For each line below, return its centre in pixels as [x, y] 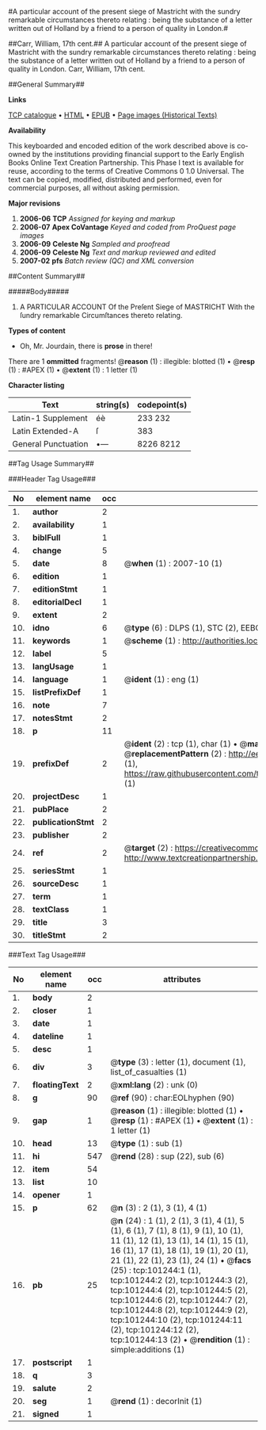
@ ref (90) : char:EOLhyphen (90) [173, 1098]
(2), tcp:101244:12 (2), [155, 1330]
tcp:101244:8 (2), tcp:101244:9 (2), [179, 1310]
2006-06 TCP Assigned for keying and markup [97, 219]
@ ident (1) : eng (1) [161, 679]
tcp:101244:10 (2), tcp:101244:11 [177, 1320]
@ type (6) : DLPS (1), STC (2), [181, 628]
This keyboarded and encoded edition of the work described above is [122, 146]
